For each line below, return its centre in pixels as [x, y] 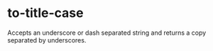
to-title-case [45, 13]
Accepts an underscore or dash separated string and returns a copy [107, 33]
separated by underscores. [47, 40]
